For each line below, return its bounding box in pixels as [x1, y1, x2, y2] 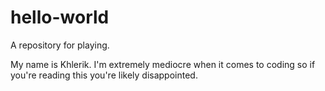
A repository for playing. [10, 39, 110, 51]
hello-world [10, 6, 110, 29]
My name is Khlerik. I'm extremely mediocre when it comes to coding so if [10, 58, 316, 70]
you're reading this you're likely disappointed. [10, 69, 198, 81]
